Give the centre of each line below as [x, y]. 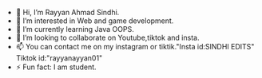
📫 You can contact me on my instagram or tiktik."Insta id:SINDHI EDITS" [135, 47]
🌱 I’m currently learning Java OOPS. [75, 29]
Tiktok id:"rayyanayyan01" [59, 58]
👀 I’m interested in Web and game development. [95, 21]
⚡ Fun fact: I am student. [56, 67]
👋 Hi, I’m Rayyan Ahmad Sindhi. [67, 12]
